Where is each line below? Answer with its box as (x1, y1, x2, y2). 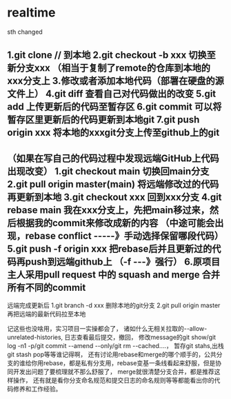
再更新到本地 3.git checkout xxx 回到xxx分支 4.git (7, 191, 222, 203)
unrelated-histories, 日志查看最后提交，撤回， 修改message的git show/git (7, 333, 216, 342)
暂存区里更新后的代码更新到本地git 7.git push (7, 114, 200, 125)
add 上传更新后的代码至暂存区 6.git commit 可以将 (7, 101, 222, 113)
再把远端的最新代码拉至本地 (7, 310, 86, 318)
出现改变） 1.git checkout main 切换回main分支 (7, 165, 210, 177)
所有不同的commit (7, 281, 86, 294)
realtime (7, 5, 56, 21)
